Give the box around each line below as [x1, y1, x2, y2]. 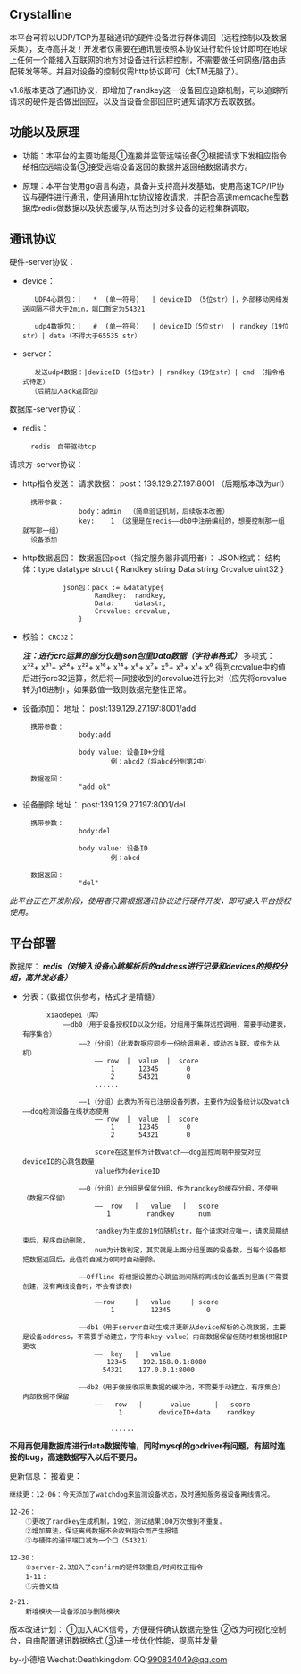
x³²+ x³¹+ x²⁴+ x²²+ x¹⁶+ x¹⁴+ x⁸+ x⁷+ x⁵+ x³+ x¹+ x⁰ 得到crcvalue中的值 [21, 662, 286, 672]
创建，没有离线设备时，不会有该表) [21, 1282, 134, 1292]
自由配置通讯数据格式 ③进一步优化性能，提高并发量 [24, 1636, 219, 1646]
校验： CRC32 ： [21, 631, 77, 643]
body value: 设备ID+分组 [79, 747, 165, 757]
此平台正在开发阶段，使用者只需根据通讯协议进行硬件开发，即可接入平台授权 [9, 895, 291, 907]
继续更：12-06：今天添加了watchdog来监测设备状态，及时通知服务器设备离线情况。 [9, 1490, 274, 1499]
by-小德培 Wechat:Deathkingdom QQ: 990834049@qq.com [9, 1654, 228, 1665]
